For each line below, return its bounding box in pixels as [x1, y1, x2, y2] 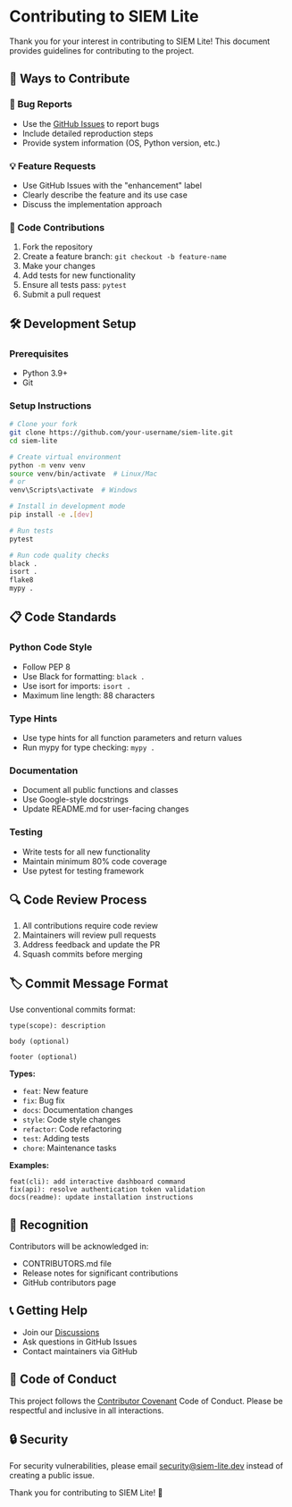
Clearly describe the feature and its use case [21, 189, 188, 200]
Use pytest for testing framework [21, 865, 145, 876]
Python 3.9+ [21, 367, 69, 378]
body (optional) [9, 1037, 70, 1047]
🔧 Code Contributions [9, 221, 105, 233]
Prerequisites [9, 347, 69, 359]
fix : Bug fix [21, 1095, 65, 1106]
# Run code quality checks [9, 551, 110, 560]
